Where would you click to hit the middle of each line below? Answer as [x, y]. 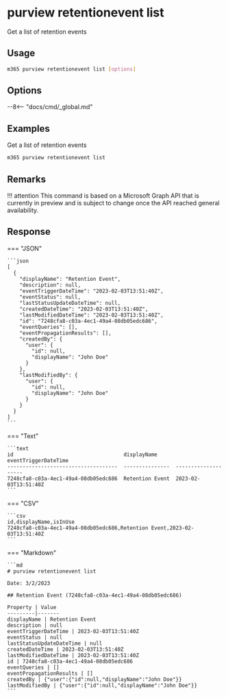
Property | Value [32, 607]
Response [29, 232]
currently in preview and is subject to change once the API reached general [114, 203]
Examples [28, 128]
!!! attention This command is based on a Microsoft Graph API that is [103, 195]
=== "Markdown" [32, 552]
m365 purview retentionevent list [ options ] [72, 69]
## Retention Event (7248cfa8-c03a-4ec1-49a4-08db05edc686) [95, 595]
